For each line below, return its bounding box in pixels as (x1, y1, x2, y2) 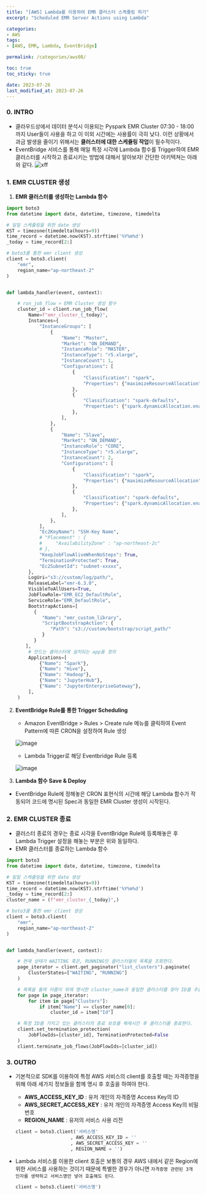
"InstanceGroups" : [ (39, 323, 92, 329)
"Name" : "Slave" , (61, 432, 105, 438)
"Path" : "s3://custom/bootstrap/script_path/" (50, 626, 172, 633)
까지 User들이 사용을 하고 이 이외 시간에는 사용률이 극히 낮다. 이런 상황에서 (15, 130, 194, 138)
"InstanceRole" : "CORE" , (61, 443, 124, 450)
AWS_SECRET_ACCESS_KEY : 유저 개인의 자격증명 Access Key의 (24, 1100, 188, 1108)
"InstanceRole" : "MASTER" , (61, 346, 131, 352)
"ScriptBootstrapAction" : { (42, 620, 114, 626)
